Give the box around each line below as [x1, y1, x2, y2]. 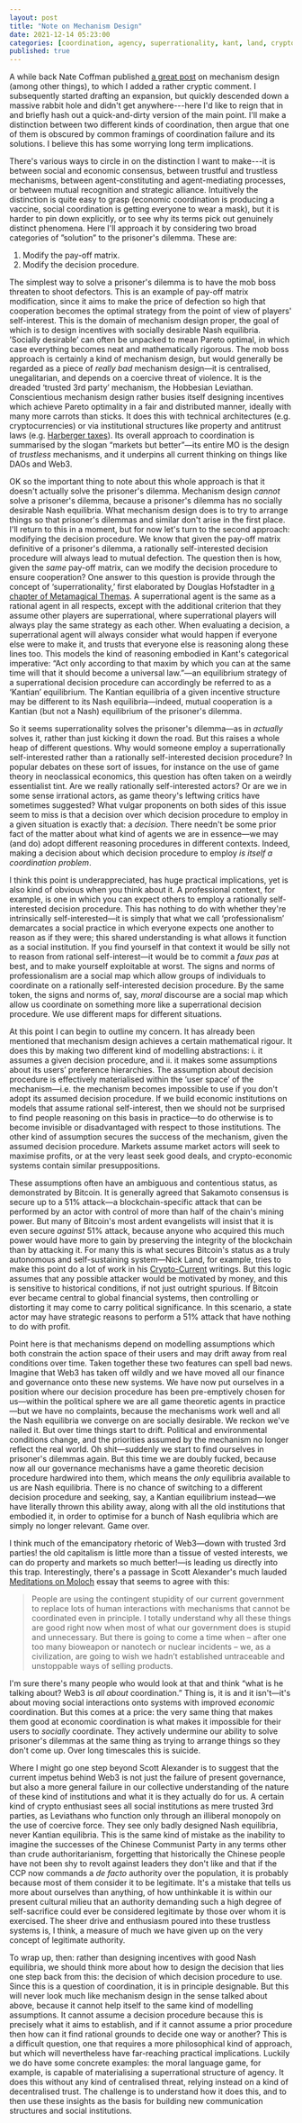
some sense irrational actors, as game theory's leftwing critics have [9, 790, 261, 802]
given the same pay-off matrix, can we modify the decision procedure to [9, 562, 279, 573]
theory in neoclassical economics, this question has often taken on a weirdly [9, 771, 292, 782]
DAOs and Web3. [9, 458, 73, 469]
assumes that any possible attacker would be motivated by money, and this [9, 1274, 288, 1284]
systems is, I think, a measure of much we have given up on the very [9, 1925, 263, 1937]
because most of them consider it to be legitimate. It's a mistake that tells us [9, 1877, 292, 1888]
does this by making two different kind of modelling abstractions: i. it [9, 1046, 263, 1057]
